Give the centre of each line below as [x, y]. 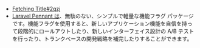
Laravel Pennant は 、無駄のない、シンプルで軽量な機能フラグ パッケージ [103, 16]
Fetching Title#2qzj [36, 9]
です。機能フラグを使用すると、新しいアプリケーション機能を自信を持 [99, 23]
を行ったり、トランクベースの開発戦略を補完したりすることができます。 [102, 39]
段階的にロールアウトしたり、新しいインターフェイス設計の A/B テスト [106, 31]
